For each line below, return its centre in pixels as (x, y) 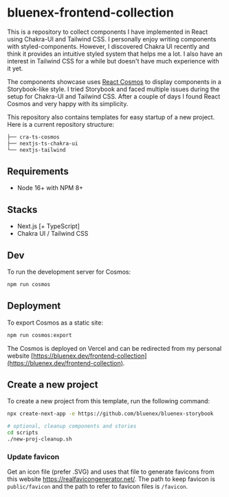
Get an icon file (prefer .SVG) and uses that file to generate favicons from (111, 472)
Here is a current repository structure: (61, 124)
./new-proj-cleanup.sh (40, 439)
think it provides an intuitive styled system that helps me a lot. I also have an (115, 54)
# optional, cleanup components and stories (72, 426)
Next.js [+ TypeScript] (48, 226)
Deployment (34, 306)
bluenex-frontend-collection (90, 13)
